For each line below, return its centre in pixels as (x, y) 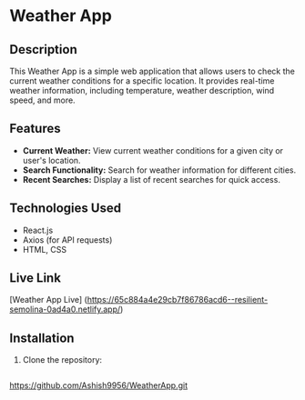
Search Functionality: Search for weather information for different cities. (159, 170)
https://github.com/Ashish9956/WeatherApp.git (99, 385)
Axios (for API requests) (67, 240)
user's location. (51, 160)
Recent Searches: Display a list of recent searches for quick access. (151, 179)
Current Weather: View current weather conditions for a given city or (153, 150)
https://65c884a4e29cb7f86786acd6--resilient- (178, 300)
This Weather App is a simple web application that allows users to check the (152, 71)
